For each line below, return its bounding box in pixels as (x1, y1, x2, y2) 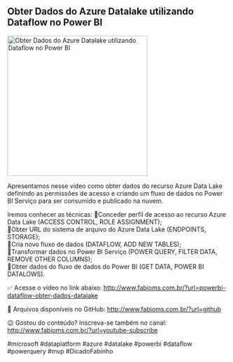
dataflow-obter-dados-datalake (7, 291, 99, 300)
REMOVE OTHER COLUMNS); (7, 255, 93, 263)
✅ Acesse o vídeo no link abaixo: (7, 283, 102, 292)
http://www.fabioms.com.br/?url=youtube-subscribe (7, 326, 158, 334)
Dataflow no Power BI (7, 17, 103, 29)
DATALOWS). (7, 269, 45, 278)
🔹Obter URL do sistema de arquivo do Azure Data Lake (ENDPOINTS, (7, 224, 206, 234)
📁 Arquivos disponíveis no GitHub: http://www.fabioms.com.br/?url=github (7, 304, 222, 313)
